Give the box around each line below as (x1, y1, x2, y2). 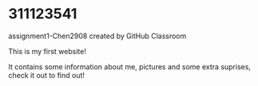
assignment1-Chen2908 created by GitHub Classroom (8, 31, 187, 41)
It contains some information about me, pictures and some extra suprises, (8, 61, 252, 72)
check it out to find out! (8, 70, 85, 80)
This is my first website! (8, 46, 86, 56)
